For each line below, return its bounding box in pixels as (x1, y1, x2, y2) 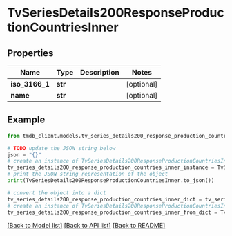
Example (7, 114, 46, 126)
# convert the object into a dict (7, 189, 107, 197)
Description (80, 68, 119, 77)
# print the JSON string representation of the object (7, 171, 168, 178)
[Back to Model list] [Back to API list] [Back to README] (7, 221, 166, 230)
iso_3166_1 (10, 80, 50, 89)
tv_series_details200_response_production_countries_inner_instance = (7, 164, 215, 171)
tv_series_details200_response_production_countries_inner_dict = (7, 196, 202, 203)
